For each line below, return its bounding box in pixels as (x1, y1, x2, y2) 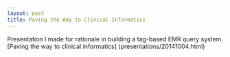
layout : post (7, 9, 45, 17)
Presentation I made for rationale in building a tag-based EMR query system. (7, 35, 223, 43)
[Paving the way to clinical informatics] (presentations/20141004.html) (7, 42, 205, 50)
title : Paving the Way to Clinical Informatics (7, 16, 146, 23)
